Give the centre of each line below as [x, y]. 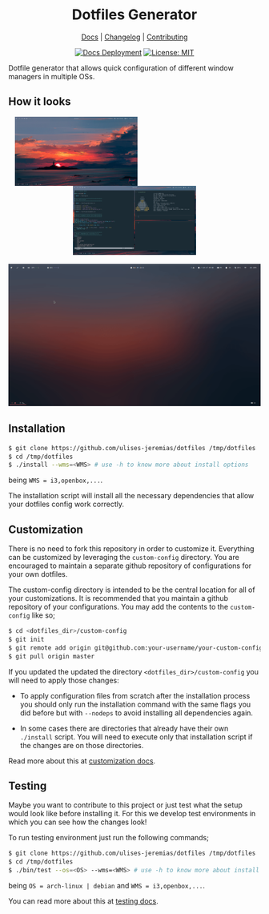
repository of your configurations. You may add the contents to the [118, 607]
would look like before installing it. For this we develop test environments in [132, 814]
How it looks [40, 102]
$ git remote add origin [50, 648]
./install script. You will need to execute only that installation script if [136, 737]
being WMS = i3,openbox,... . [56, 480]
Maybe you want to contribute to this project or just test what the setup [125, 805]
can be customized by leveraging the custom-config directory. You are [124, 558]
